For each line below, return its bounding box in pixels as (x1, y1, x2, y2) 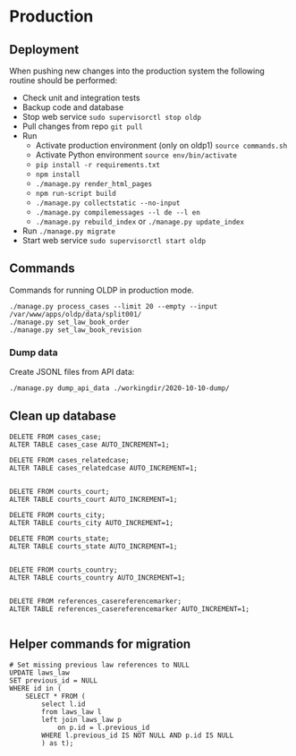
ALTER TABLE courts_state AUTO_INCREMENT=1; (9, 541, 178, 551)
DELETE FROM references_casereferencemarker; (9, 597, 182, 606)
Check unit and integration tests (21, 92, 140, 103)
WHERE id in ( (9, 684, 63, 692)
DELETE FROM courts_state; (9, 534, 110, 543)
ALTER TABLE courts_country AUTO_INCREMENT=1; (9, 573, 186, 582)
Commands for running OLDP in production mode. (9, 285, 194, 295)
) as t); (41, 738, 74, 748)
